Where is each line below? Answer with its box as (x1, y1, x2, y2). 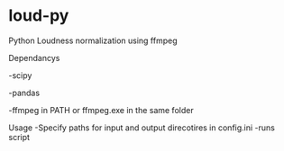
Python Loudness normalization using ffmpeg (8, 35, 178, 46)
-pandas (8, 87, 41, 98)
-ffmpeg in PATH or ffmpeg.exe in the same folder (8, 104, 195, 115)
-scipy (8, 69, 32, 81)
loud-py (8, 5, 69, 26)
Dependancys (8, 52, 60, 63)
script (8, 131, 31, 142)
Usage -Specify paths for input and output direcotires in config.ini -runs (8, 122, 276, 133)
